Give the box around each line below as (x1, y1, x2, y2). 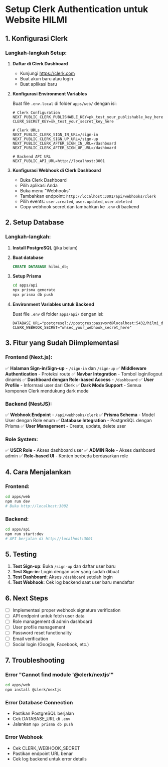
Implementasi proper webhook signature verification (12, 607, 121, 613)
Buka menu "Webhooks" (20, 187, 71, 194)
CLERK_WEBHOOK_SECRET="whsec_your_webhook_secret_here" (12, 325, 132, 330)
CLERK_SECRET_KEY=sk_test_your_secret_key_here (12, 119, 114, 124)
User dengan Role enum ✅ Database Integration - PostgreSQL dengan (5, 418, 152, 424)
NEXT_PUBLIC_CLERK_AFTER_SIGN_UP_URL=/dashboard (12, 145, 116, 150)
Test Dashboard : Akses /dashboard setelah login (12, 574, 113, 580)
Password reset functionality (12, 630, 72, 636)
